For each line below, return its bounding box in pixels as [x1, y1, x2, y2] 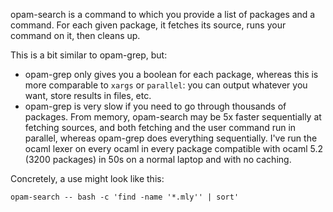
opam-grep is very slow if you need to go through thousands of [24, 100, 287, 112]
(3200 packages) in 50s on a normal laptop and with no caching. [24, 154, 292, 165]
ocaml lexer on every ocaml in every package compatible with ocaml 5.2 [24, 143, 323, 154]
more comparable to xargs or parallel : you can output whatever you [24, 79, 308, 91]
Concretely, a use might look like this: [10, 173, 165, 184]
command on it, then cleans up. [10, 30, 141, 41]
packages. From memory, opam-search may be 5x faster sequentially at [24, 111, 322, 123]
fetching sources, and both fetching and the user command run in [24, 122, 297, 133]
